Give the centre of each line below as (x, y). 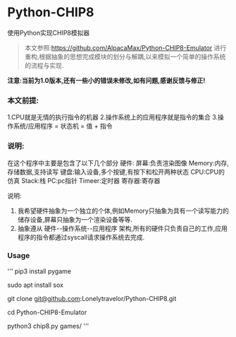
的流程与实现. (44, 65)
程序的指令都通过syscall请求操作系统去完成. (81, 237)
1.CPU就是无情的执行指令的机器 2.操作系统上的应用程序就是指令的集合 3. (113, 117)
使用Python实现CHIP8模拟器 (49, 32)
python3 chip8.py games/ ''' (48, 326)
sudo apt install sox (35, 285)
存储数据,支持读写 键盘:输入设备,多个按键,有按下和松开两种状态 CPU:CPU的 (116, 172)
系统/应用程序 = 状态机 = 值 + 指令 (63, 126)
